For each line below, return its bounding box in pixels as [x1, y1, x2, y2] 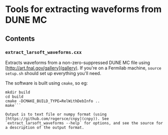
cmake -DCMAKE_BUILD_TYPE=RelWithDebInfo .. [5, 98, 100, 104]
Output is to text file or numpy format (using [5, 112, 107, 117]
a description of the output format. [5, 125, 85, 130]
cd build [5, 94, 24, 99]
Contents [5, 34, 35, 43]
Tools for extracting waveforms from [5, 4, 162, 15]
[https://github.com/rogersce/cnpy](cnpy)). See [5, 116, 109, 121]
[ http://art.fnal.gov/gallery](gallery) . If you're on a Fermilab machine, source [5, 64, 162, 71]
